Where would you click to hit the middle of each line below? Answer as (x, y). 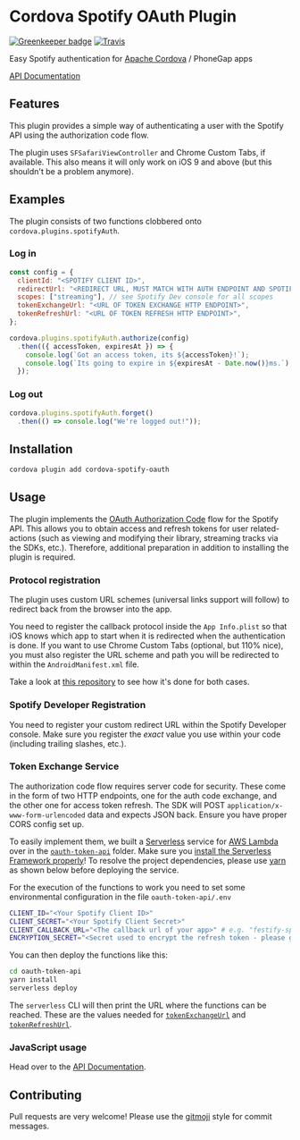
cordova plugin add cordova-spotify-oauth (89, 470)
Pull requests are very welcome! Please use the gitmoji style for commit (141, 1117)
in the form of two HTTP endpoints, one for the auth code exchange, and (143, 795)
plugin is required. (42, 557)
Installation (41, 449)
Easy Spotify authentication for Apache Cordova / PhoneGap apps (131, 58)
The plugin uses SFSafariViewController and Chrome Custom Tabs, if (137, 152)
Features (34, 104)
